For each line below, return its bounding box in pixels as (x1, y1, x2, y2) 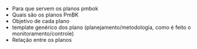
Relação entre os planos (11, 37, 72, 43)
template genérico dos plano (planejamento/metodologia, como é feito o (11, 24, 191, 31)
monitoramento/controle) (11, 30, 74, 37)
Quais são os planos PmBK (11, 11, 79, 18)
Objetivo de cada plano (11, 18, 70, 24)
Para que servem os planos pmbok (11, 5, 98, 12)
